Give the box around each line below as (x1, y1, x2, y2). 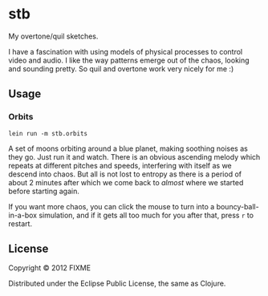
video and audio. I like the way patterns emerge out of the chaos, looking (8, 55, 250, 65)
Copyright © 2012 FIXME (8, 263, 91, 273)
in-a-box (8, 210, 38, 220)
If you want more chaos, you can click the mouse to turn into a (8, 201, 215, 211)
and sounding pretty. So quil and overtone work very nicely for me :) (8, 63, 234, 73)
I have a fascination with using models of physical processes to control (8, 47, 243, 56)
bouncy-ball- (216, 201, 259, 211)
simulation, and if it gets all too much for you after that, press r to (39, 210, 254, 220)
